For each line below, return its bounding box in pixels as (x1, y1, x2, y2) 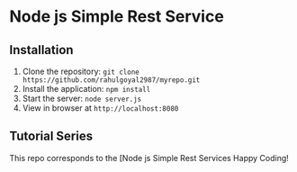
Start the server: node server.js (22, 93, 142, 104)
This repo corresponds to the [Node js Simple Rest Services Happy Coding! (9, 152, 290, 163)
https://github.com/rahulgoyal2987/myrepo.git (22, 76, 201, 85)
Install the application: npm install (22, 84, 151, 94)
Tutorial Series (9, 129, 93, 144)
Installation (9, 42, 74, 58)
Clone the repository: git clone (22, 66, 139, 77)
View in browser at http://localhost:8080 (22, 103, 179, 113)
